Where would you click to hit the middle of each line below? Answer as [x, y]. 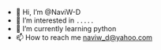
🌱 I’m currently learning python [66, 29]
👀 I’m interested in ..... [55, 20]
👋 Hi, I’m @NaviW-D [48, 12]
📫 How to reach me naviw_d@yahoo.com [84, 37]
